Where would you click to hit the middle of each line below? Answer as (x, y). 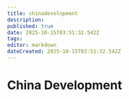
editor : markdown (32, 45)
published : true (30, 26)
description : (26, 20)
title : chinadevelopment (43, 13)
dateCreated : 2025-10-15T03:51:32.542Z (64, 52)
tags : (15, 39)
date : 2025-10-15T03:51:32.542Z (53, 32)
